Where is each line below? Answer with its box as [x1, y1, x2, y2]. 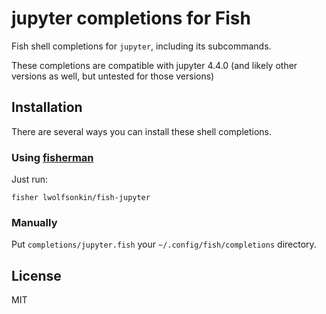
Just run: [11, 173, 49, 186]
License [11, 267, 62, 284]
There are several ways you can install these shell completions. [11, 125, 273, 137]
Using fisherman [11, 150, 94, 164]
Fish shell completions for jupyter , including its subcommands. [11, 40, 272, 52]
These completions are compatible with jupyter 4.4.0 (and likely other [11, 59, 298, 71]
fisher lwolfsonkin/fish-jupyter [11, 193, 151, 203]
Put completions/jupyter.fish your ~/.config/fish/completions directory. [11, 238, 317, 251]
